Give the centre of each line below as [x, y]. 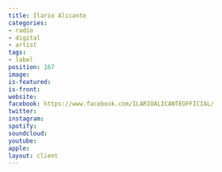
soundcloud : [28, 133]
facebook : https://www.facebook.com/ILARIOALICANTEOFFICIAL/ [111, 104]
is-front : [25, 89]
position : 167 [32, 67]
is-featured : [30, 82]
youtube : [23, 141]
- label [21, 60]
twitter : [23, 112]
